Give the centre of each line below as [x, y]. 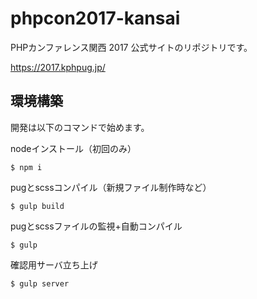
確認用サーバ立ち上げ [54, 264]
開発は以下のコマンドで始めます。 [80, 127]
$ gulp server [40, 283]
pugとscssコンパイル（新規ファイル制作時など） [111, 187]
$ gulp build [37, 206]
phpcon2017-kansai [95, 18]
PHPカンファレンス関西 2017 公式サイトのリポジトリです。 [131, 47]
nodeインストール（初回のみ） [73, 148]
